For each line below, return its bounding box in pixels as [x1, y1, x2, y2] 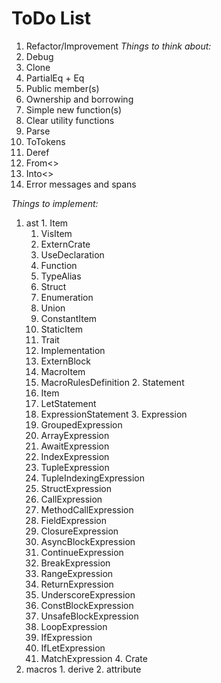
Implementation [40, 344, 106, 356]
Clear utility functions [25, 114, 115, 126]
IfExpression [40, 631, 93, 643]
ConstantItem [40, 312, 98, 324]
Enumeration [40, 291, 94, 303]
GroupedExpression [40, 418, 123, 431]
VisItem [40, 227, 73, 239]
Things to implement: [11, 197, 99, 209]
